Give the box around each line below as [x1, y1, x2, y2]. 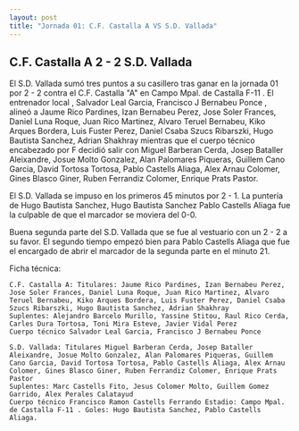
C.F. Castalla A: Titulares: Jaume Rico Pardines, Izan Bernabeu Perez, [9, 281, 286, 290]
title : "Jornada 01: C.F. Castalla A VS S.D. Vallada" [9, 21, 218, 30]
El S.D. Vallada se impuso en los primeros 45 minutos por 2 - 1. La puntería [9, 190, 284, 201]
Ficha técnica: [9, 263, 62, 274]
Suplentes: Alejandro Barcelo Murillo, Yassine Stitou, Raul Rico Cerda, [9, 312, 290, 321]
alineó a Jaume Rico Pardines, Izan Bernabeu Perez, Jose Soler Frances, [9, 106, 277, 117]
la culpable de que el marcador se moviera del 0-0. [9, 209, 198, 220]
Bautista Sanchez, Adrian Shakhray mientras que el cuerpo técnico [9, 135, 256, 146]
